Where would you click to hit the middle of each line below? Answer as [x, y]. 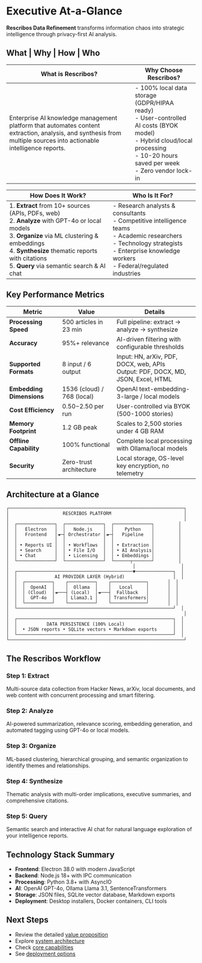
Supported [25, 364]
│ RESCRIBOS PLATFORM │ [96, 514]
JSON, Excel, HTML [144, 379]
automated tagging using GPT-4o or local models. [68, 731]
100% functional [86, 444]
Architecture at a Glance [53, 494]
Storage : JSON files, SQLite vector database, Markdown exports [95, 895]
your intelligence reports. [37, 836]
